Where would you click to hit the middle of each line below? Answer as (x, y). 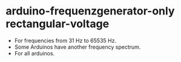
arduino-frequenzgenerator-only (90, 11)
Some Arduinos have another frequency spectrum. (77, 47)
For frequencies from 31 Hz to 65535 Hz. (65, 40)
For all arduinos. (35, 53)
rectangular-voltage (58, 24)
